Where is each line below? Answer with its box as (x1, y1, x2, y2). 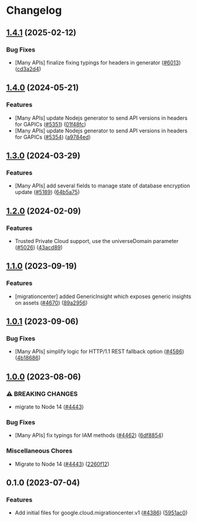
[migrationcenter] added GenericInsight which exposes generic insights (14, 293, 192, 300)
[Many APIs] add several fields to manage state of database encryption (14, 182, 190, 189)
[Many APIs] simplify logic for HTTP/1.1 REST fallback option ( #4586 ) (14, 348, 184, 355)
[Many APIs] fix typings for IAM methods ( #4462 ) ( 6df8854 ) (14, 432, 164, 439)
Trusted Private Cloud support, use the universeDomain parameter (14, 237, 179, 244)
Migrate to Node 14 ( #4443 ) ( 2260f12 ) (14, 460, 110, 468)
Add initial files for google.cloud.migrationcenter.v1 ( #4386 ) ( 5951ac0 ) (14, 509, 188, 517)
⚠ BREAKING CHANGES (6, 390, 78, 398)
